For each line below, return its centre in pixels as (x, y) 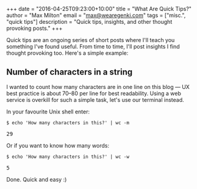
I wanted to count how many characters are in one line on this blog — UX (98, 87)
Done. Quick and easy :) (37, 179)
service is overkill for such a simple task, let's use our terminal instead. (95, 99)
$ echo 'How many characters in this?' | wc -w (68, 157)
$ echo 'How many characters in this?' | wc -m (68, 123)
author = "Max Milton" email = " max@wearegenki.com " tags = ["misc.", (96, 15)
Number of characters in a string (70, 72)
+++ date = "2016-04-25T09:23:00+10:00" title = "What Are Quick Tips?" (99, 9)
